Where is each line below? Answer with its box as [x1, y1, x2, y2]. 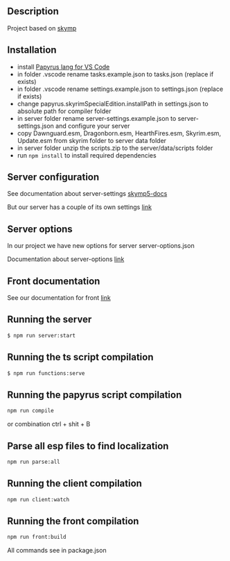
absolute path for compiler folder [17, 107, 112, 115]
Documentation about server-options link [7, 255, 125, 263]
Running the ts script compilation [7, 351, 154, 363]
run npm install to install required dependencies [17, 151, 157, 159]
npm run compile [7, 408, 54, 415]
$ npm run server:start [7, 332, 76, 339]
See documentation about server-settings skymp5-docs [7, 190, 168, 198]
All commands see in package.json [7, 546, 107, 555]
